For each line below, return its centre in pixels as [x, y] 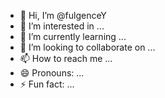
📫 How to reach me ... [66, 58]
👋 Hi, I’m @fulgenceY [63, 15]
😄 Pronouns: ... [52, 73]
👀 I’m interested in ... [62, 26]
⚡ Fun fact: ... [47, 84]
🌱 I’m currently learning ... [73, 36]
